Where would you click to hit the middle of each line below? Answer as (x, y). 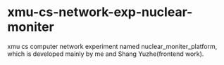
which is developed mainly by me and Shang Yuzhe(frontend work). (106, 54)
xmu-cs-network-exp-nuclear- (100, 12)
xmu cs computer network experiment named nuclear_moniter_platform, (112, 46)
